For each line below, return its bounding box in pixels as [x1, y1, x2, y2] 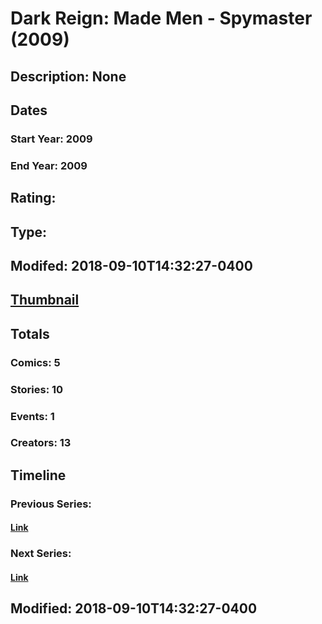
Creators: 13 [10, 436, 72, 450]
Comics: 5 [10, 355, 61, 369]
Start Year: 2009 [10, 132, 93, 146]
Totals [10, 325, 50, 342]
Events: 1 [10, 409, 55, 423]
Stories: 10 [10, 382, 64, 396]
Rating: [10, 190, 57, 207]
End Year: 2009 [10, 158, 88, 172]
